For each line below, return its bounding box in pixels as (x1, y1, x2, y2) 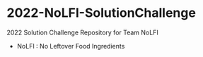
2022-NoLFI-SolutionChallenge (6, 5, 196, 21)
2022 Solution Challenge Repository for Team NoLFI (6, 28, 158, 37)
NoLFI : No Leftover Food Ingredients (16, 42, 125, 50)
